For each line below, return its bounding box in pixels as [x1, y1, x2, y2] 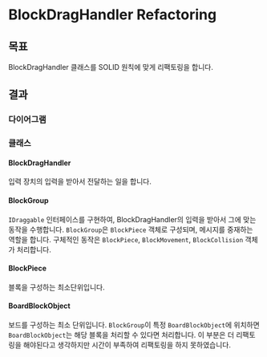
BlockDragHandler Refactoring [8, 6, 217, 24]
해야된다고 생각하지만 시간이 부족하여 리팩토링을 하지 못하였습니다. [22, 340, 231, 350]
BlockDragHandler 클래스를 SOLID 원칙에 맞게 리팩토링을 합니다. [8, 63, 214, 71]
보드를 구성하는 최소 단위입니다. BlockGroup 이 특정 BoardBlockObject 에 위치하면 [8, 320, 261, 330]
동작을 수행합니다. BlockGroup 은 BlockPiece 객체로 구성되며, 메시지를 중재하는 [8, 225, 253, 234]
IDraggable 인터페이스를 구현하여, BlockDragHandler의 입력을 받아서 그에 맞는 [8, 214, 257, 224]
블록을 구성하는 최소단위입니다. [8, 282, 106, 292]
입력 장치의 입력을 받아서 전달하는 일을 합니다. [8, 176, 152, 186]
